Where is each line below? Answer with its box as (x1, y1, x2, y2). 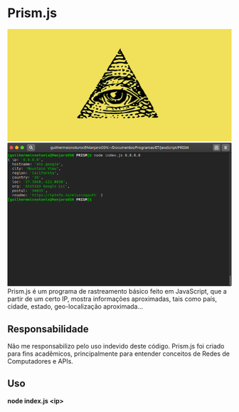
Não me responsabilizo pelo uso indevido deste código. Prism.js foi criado (7, 341, 225, 350)
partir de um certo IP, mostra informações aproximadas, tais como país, (7, 294, 218, 304)
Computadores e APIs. (7, 356, 73, 365)
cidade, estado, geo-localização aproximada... (7, 302, 144, 311)
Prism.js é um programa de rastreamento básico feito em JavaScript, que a (7, 287, 228, 296)
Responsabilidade (7, 323, 89, 335)
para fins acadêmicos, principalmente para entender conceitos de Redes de (7, 349, 230, 358)
